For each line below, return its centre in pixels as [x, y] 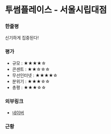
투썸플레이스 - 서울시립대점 [56, 10]
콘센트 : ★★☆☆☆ [31, 69]
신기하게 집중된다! [22, 38]
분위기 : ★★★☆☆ [31, 81]
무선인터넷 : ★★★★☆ [35, 75]
